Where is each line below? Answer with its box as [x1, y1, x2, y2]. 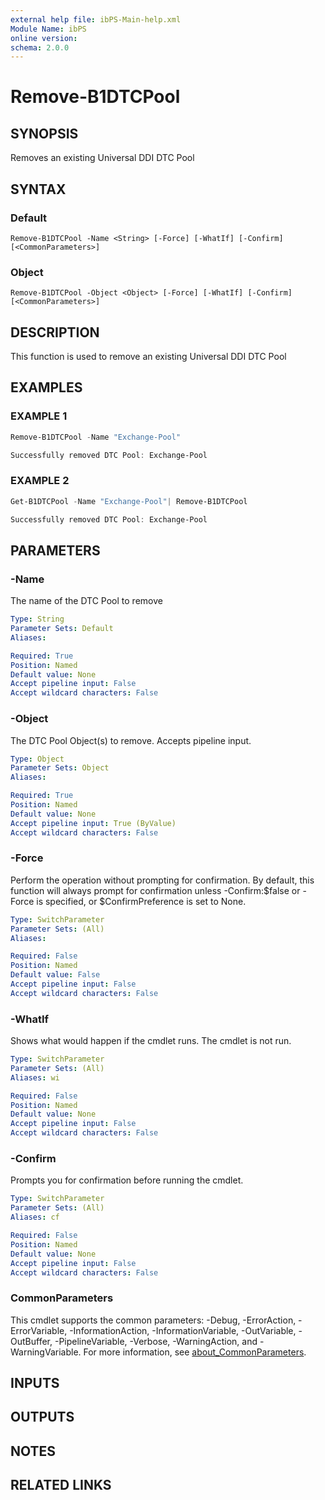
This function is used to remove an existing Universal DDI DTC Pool [10, 351, 287, 363]
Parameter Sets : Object [10, 763, 110, 773]
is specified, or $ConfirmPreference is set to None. [36, 895, 247, 907]
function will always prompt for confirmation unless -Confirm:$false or [10, 884, 301, 896]
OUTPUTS [10, 1409, 75, 1426]
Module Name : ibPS [10, 24, 87, 34]
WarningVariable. [10, 1346, 82, 1358]
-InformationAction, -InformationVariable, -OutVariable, [69, 1324, 297, 1336]
